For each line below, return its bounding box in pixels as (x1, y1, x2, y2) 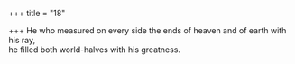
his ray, (8, 35, 36, 45)
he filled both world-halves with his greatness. (8, 44, 181, 55)
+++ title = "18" (8, 8, 66, 18)
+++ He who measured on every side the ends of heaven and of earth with (8, 25, 287, 35)
